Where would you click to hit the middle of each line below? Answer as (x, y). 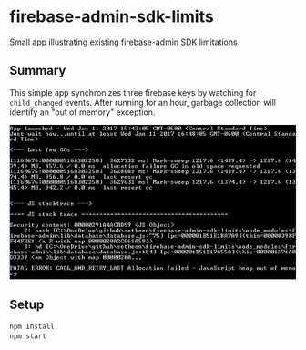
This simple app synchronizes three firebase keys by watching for (133, 92)
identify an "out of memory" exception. (82, 112)
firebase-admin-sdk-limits (112, 17)
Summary (38, 71)
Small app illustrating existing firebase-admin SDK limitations (124, 42)
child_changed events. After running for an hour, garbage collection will (143, 102)
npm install (32, 327)
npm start (28, 336)
